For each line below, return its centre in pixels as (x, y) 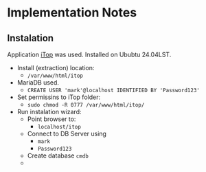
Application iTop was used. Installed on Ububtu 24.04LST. (89, 54)
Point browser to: (51, 119)
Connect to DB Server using (67, 133)
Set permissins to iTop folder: (59, 97)
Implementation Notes (72, 13)
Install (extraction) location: (56, 68)
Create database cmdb (58, 155)
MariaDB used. (38, 83)
